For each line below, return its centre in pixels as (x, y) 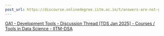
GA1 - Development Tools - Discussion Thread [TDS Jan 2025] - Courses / (80, 23)
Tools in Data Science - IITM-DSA (39, 28)
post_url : (15, 9)
